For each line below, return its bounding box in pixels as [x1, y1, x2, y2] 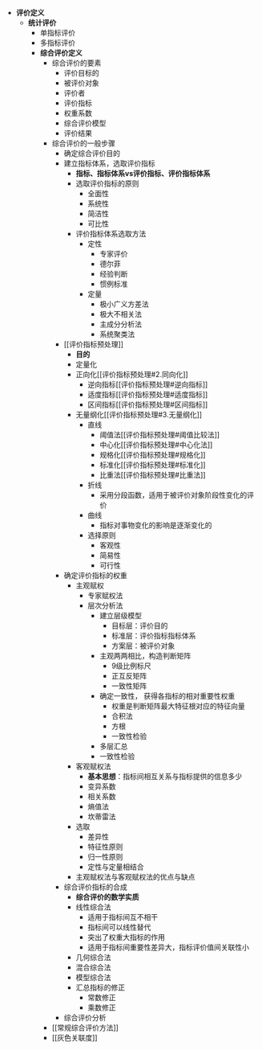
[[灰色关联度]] [51, 1033, 98, 1042]
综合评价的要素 [51, 58, 102, 68]
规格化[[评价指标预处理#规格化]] [99, 450, 206, 459]
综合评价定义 [39, 48, 83, 57]
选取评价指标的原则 [75, 178, 139, 188]
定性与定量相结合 [87, 862, 144, 872]
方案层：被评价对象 [111, 641, 175, 650]
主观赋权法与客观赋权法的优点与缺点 [75, 872, 195, 881]
